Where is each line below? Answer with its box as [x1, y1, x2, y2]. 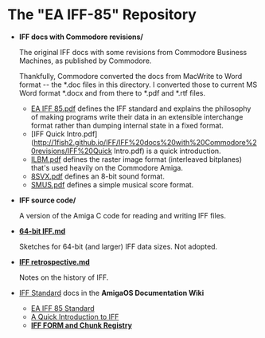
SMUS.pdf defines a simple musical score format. [30, 179, 194, 189]
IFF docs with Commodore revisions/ [18, 32, 144, 41]
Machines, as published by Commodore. [18, 56, 152, 65]
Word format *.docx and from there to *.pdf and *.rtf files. [18, 88, 206, 97]
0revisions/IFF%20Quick [30, 146, 112, 155]
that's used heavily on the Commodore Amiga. [30, 163, 184, 172]
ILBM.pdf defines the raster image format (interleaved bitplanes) [30, 154, 243, 164]
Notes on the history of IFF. [18, 273, 109, 282]
